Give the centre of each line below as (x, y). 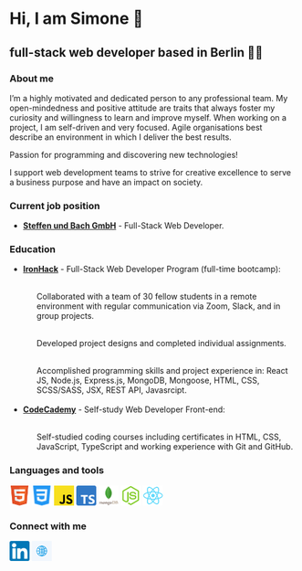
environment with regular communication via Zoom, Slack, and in (158, 306)
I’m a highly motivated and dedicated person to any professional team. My (149, 98)
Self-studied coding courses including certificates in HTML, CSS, (159, 437)
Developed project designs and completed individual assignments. (161, 344)
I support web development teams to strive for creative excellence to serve (151, 172)
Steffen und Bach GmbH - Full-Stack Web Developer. (123, 226)
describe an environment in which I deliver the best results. (121, 137)
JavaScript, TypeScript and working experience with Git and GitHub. (165, 447)
